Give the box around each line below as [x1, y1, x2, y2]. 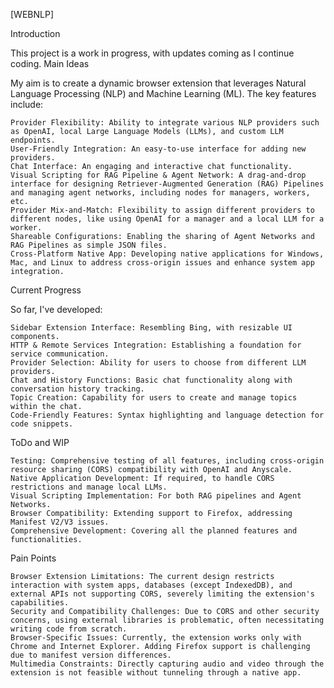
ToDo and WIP [10, 437, 70, 448]
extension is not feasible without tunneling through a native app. [10, 668, 302, 678]
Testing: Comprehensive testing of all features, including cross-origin [10, 456, 325, 466]
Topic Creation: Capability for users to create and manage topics [10, 393, 298, 403]
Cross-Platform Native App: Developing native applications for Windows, [10, 249, 325, 259]
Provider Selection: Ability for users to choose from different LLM [10, 358, 307, 368]
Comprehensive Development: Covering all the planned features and [10, 526, 298, 536]
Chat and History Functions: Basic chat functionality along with [10, 375, 293, 385]
